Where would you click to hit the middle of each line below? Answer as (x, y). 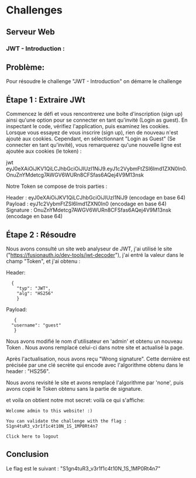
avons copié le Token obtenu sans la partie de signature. (74, 388)
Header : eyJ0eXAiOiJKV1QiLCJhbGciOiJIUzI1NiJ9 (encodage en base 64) (96, 198)
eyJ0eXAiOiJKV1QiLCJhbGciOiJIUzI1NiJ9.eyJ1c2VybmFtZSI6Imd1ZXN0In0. (97, 169)
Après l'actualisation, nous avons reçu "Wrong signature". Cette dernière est (98, 359)
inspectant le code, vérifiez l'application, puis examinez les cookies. (88, 126)
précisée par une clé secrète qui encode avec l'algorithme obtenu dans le (95, 365)
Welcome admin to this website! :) (49, 411)
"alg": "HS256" (35, 293)
